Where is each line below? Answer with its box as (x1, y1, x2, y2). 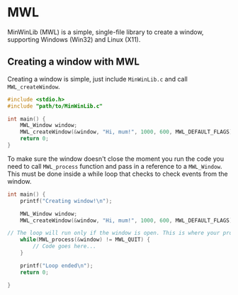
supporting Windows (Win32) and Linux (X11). (7, 35, 141, 43)
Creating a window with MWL (7, 56, 140, 68)
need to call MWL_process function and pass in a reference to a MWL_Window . (7, 162, 222, 170)
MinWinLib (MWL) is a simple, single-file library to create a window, (7, 28, 204, 36)
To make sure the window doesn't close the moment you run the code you (7, 154, 225, 163)
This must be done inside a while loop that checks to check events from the (7, 169, 228, 178)
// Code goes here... (33, 243, 97, 250)
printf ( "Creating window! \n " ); (20, 197, 113, 204)
